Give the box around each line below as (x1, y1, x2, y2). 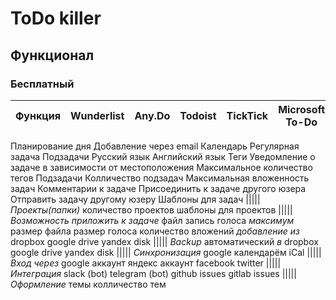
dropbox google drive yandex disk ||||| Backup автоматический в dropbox (10, 235, 319, 247)
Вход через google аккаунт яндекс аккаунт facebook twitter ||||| (10, 257, 282, 269)
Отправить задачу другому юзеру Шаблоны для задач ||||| (10, 193, 261, 205)
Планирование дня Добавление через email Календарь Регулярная (10, 140, 300, 152)
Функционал (10, 47, 95, 64)
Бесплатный (10, 77, 75, 91)
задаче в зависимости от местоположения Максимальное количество (10, 161, 313, 173)
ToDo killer (10, 7, 102, 30)
